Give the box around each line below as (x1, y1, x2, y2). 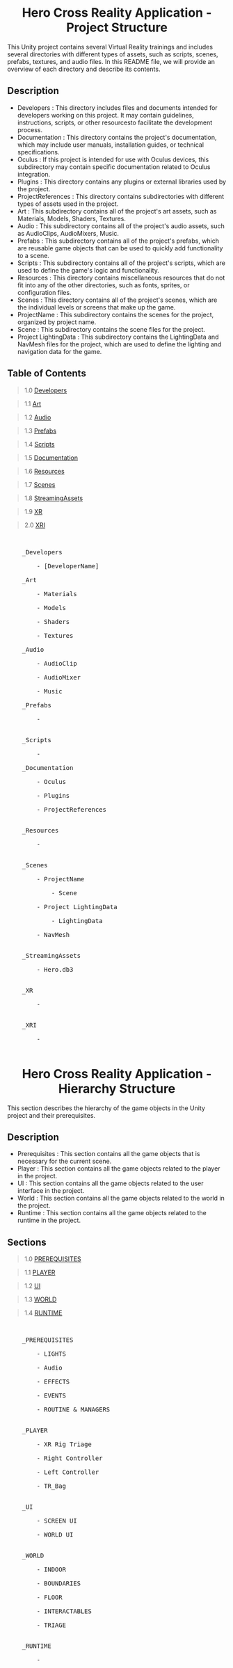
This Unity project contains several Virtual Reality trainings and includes (7, 42, 214, 51)
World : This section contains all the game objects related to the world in (17, 1194, 225, 1203)
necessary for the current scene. (17, 1157, 112, 1166)
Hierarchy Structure (58, 1080, 176, 1096)
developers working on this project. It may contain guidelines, (17, 111, 194, 119)
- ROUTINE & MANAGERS (36, 1406, 111, 1413)
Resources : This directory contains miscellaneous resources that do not (17, 273, 225, 282)
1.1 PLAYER (24, 1268, 56, 1277)
